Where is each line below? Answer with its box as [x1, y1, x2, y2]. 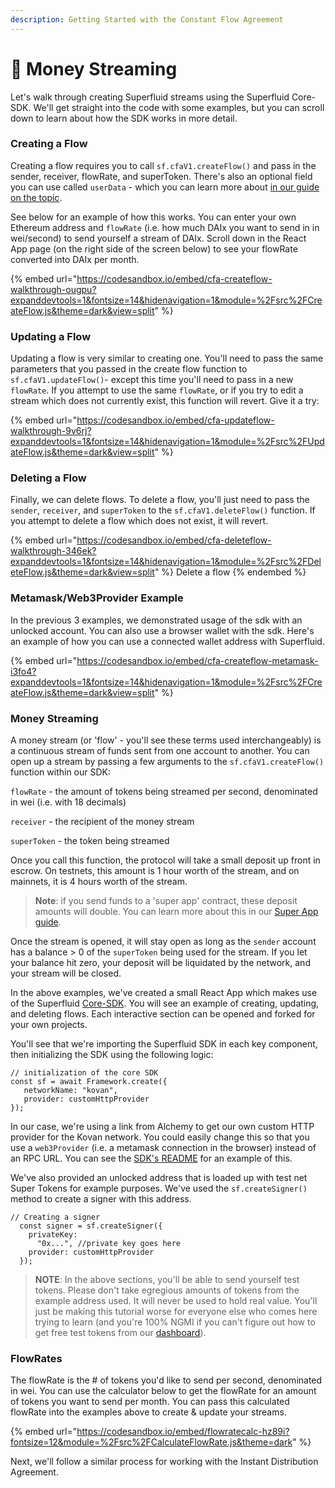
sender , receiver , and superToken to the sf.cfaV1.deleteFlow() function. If [10, 504, 316, 516]
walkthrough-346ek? [10, 545, 97, 557]
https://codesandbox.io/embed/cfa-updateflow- [76, 414, 275, 426]
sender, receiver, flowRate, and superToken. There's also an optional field [10, 170, 313, 182]
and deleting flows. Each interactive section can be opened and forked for [10, 1008, 316, 1020]
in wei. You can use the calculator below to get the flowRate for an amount [10, 1385, 317, 1397]
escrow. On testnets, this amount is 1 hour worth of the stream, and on [10, 865, 300, 877]
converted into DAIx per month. [10, 253, 140, 265]
